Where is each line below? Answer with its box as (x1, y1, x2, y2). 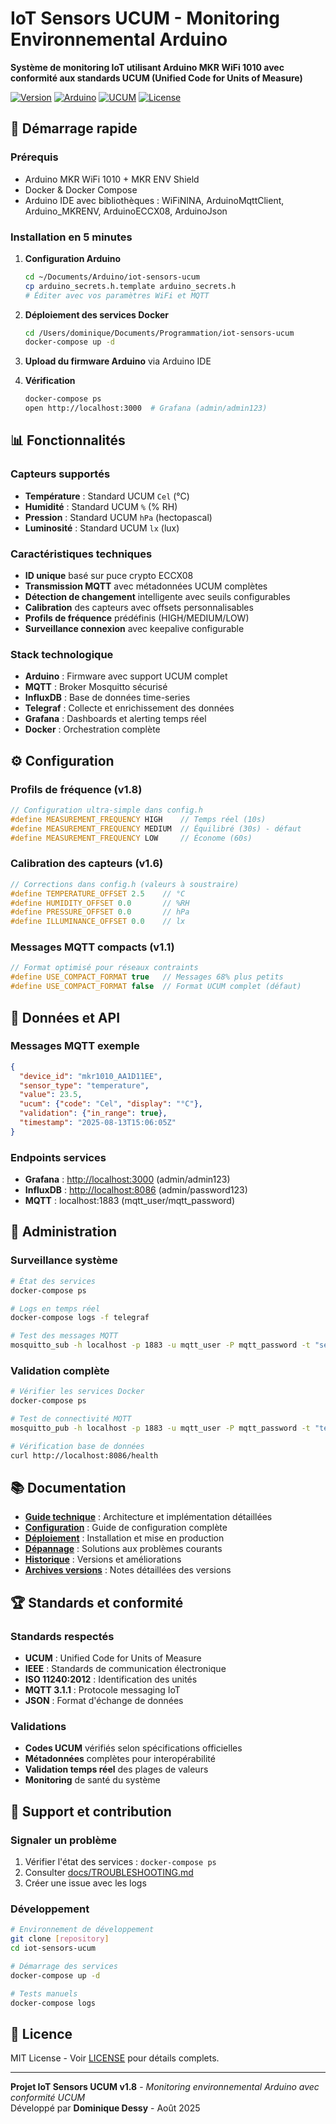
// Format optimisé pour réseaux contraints (10, 963, 199, 973)
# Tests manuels (10, 1988, 78, 1999)
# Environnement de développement (10, 1925, 155, 1935)
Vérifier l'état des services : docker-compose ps (24, 1856, 217, 1868)
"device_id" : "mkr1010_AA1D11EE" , (19, 1071, 163, 1081)
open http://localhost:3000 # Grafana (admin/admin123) (24, 403, 268, 414)
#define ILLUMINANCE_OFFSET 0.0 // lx (10, 917, 186, 927)
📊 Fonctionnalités (10, 432, 126, 449)
